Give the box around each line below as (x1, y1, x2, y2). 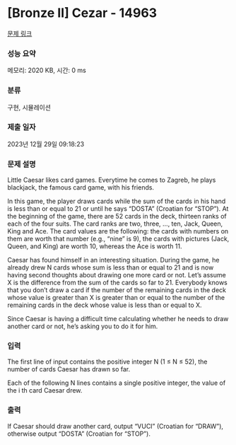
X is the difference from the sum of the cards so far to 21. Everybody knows (7, 278, 228, 287)
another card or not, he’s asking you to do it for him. (7, 322, 158, 330)
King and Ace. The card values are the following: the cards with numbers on (7, 227, 229, 236)
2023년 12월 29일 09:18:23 (7, 139, 85, 148)
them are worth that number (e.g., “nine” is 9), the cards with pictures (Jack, (7, 235, 230, 243)
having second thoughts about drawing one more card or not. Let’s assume (7, 271, 226, 279)
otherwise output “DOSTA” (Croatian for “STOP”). (7, 429, 151, 438)
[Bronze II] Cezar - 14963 (7, 5, 158, 21)
